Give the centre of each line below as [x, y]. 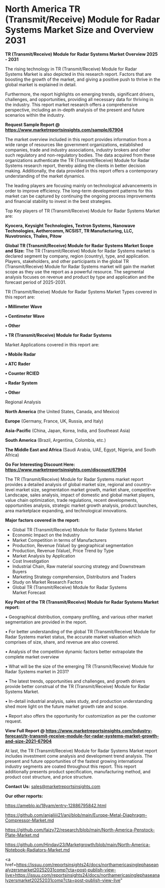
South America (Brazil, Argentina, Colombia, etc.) [56, 440]
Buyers [19, 571]
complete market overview [32, 657]
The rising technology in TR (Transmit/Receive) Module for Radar [71, 69]
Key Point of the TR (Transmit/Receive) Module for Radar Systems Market [82, 602]
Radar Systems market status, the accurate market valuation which [73, 637]
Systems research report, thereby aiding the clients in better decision [75, 165]
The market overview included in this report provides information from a [78, 139]
